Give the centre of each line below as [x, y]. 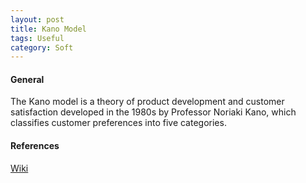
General [27, 79]
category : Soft [42, 47]
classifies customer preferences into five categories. [118, 123]
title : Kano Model [48, 29]
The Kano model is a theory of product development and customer [147, 102]
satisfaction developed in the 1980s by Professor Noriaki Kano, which [153, 112]
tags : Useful [37, 38]
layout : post [37, 19]
